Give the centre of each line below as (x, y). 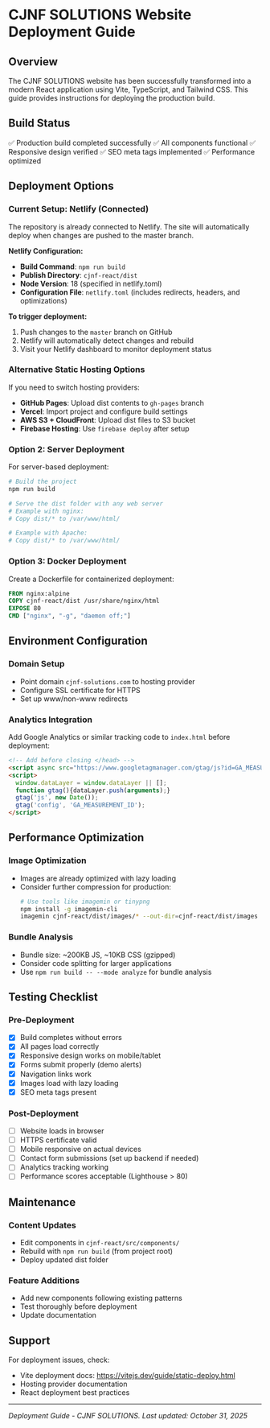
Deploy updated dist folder (64, 1260)
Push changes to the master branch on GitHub (96, 332)
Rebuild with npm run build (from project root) (96, 1251)
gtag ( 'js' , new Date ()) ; (57, 798)
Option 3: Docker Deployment (67, 561)
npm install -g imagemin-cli (69, 909)
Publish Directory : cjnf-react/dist (79, 274)
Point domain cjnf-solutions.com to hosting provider (107, 681)
